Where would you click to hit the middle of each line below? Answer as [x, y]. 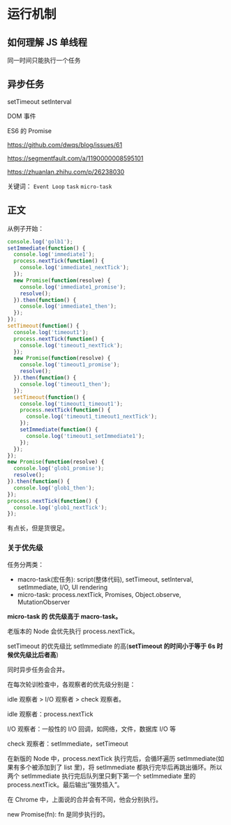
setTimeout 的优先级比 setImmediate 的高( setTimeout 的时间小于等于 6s [111, 646]
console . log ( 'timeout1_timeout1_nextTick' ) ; [91, 417]
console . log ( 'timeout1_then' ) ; [65, 384]
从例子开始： [25, 228]
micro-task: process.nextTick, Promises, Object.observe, [99, 594]
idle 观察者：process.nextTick [50, 714]
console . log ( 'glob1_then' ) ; [54, 488]
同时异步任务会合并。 [38, 669]
